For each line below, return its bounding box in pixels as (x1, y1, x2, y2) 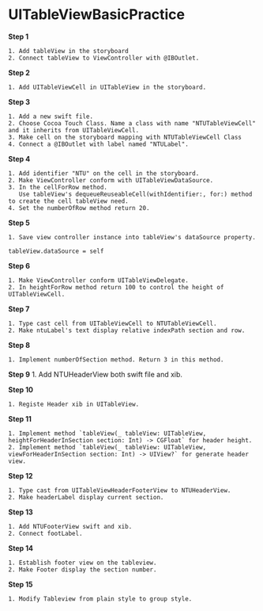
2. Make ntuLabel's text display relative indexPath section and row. (8, 327, 246, 334)
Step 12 (8, 471, 33, 480)
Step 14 (8, 543, 34, 552)
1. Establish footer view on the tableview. (8, 559, 157, 567)
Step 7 (8, 304, 30, 314)
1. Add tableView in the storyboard (8, 47, 129, 55)
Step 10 (8, 384, 34, 394)
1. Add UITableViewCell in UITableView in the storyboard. (8, 83, 207, 91)
